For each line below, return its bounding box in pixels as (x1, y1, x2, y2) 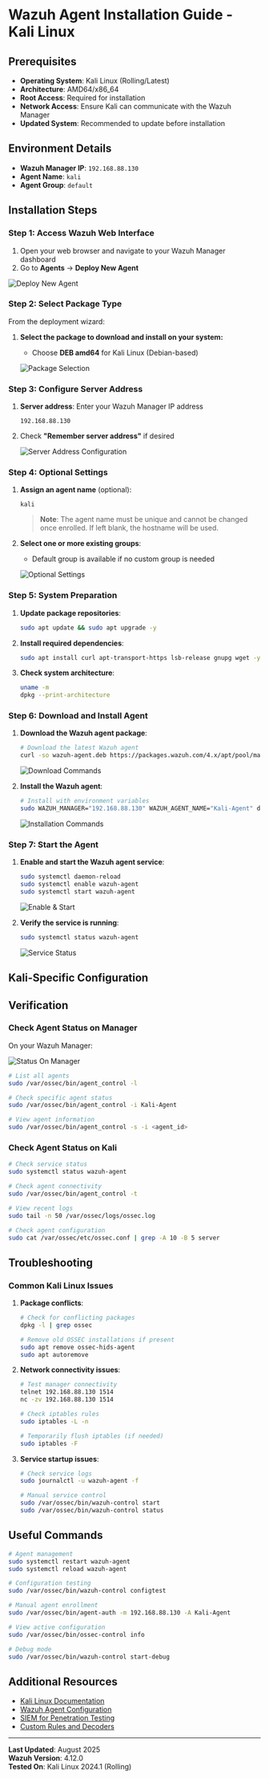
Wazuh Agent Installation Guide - (8, 6, 234, 24)
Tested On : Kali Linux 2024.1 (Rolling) (8, 1762, 132, 1772)
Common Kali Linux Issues (8, 1280, 114, 1291)
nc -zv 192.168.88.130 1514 (19, 1395, 114, 1404)
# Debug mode (8, 1645, 52, 1653)
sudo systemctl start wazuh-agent (19, 888, 135, 896)
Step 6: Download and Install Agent (8, 710, 148, 722)
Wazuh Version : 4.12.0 (8, 1753, 84, 1763)
